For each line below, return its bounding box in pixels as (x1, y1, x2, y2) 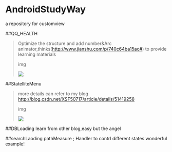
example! (5, 141, 25, 147)
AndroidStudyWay (5, 4, 86, 15)
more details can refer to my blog (17, 91, 89, 97)
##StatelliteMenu (5, 80, 42, 86)
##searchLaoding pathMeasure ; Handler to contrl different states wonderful (5, 135, 167, 141)
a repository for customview (5, 20, 65, 27)
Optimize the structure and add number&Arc (17, 40, 112, 47)
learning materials (17, 51, 56, 57)
